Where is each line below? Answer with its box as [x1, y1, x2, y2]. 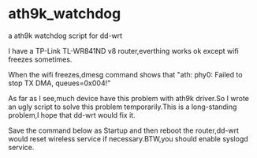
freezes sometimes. [8, 55, 73, 64]
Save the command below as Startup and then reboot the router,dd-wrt [8, 126, 239, 135]
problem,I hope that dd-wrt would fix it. [8, 110, 136, 119]
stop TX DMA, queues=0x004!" [8, 78, 111, 88]
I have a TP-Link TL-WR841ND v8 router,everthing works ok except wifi [8, 46, 239, 55]
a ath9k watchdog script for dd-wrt [8, 31, 123, 40]
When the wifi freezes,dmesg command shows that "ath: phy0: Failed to [8, 70, 243, 79]
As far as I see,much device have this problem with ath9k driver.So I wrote [8, 93, 250, 103]
